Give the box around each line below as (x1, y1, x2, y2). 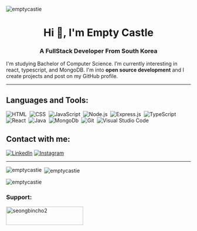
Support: (6, 193, 32, 201)
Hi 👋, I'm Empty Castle (43, 26, 154, 39)
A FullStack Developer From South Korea (39, 47, 158, 55)
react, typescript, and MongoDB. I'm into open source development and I (6, 66, 185, 73)
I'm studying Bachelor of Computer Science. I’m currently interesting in (6, 60, 178, 67)
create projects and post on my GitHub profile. (6, 73, 118, 80)
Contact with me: (6, 134, 70, 144)
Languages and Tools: (6, 95, 89, 105)
